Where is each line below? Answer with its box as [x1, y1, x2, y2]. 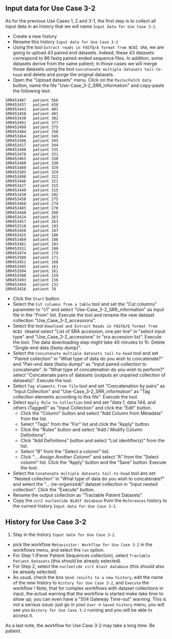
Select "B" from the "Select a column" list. [20, 448, 110, 454]
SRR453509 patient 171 [5, 255, 59, 260]
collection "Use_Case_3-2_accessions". [12, 317, 97, 323]
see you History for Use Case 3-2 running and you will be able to [12, 607, 152, 613]
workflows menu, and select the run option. [12, 547, 105, 553]
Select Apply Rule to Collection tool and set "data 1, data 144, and [12, 399, 156, 405]
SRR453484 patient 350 [5, 129, 59, 134]
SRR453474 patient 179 [5, 250, 59, 256]
